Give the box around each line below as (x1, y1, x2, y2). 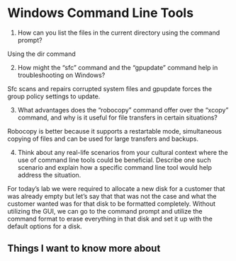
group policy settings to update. (7, 92, 101, 100)
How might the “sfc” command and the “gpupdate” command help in (17, 63, 218, 71)
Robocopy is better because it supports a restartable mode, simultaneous (7, 127, 222, 135)
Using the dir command (7, 50, 76, 58)
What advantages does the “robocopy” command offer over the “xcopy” (17, 105, 229, 114)
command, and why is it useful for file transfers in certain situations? (17, 113, 218, 122)
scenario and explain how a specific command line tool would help (17, 163, 213, 171)
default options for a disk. (7, 221, 83, 231)
